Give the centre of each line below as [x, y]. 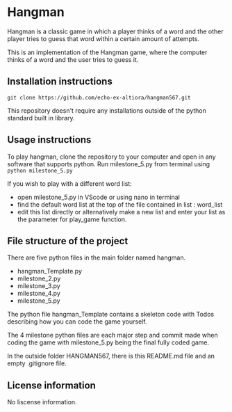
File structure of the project [68, 241]
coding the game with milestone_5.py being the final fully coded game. [108, 342]
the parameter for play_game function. [72, 219]
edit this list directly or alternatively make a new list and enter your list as [121, 212]
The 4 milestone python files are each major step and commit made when [113, 335]
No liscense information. [42, 402]
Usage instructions [49, 140]
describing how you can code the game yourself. [77, 322]
